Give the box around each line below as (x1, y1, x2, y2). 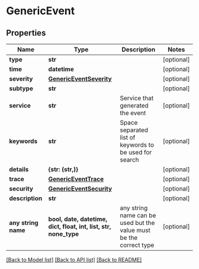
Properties (6, 28, 46, 38)
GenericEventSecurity (48, 185, 113, 192)
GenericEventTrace (48, 175, 104, 183)
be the (120, 233, 138, 242)
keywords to (120, 141, 155, 149)
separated (120, 126, 149, 134)
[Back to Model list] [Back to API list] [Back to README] (6, 257, 142, 263)
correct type (120, 241, 155, 249)
